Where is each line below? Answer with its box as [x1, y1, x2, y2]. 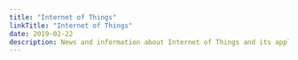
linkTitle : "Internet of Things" [9, 21, 133, 30]
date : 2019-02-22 [9, 29, 74, 38]
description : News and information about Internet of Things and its [9, 37, 272, 47]
